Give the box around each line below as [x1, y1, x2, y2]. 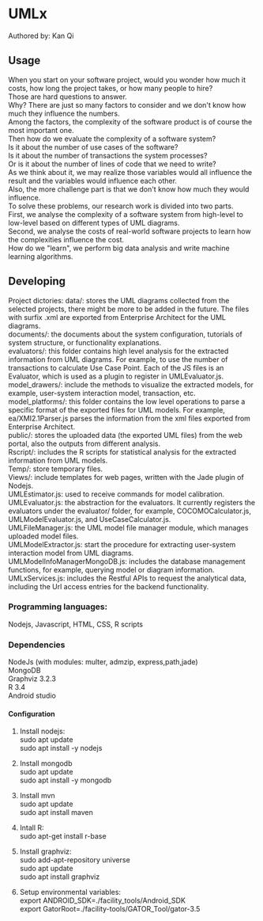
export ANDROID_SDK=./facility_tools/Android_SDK [19, 896, 186, 905]
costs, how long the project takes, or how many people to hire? [8, 83, 213, 93]
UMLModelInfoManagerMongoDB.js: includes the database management [8, 556, 246, 566]
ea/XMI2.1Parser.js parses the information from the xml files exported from [8, 413, 251, 423]
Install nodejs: [19, 726, 66, 736]
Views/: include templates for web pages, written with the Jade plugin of [8, 472, 245, 481]
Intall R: [19, 823, 45, 832]
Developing [8, 275, 66, 288]
